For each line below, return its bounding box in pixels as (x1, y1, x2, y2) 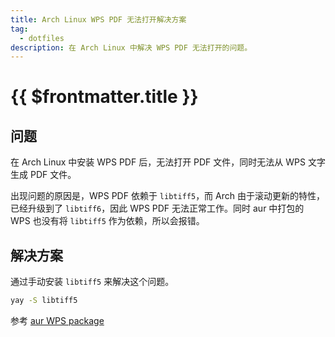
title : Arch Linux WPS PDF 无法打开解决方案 (10, 14, 187, 25)
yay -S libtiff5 (10, 296, 78, 306)
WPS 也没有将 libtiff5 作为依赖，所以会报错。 (10, 215, 205, 227)
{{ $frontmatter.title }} (10, 86, 199, 108)
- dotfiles (19, 33, 65, 43)
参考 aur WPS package (10, 314, 105, 326)
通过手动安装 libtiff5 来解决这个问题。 (10, 276, 175, 288)
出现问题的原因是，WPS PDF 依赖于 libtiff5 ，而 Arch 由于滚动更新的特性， (10, 190, 325, 202)
